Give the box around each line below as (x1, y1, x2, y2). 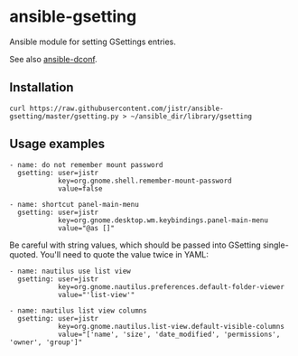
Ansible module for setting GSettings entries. (9, 36, 176, 47)
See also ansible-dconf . (9, 53, 98, 64)
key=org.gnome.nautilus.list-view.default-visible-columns (57, 322, 284, 331)
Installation (9, 80, 74, 96)
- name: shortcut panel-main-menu (9, 200, 140, 209)
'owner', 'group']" (9, 337, 83, 347)
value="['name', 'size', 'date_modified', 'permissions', (57, 330, 281, 339)
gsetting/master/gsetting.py (9, 111, 119, 121)
